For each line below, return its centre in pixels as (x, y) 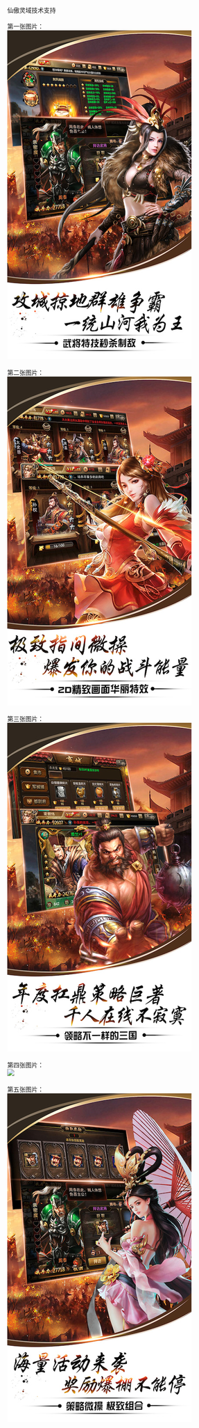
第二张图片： (25, 372)
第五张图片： (25, 1089)
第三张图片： (25, 719)
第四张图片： (25, 1065)
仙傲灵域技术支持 (32, 10)
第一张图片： (25, 26)
